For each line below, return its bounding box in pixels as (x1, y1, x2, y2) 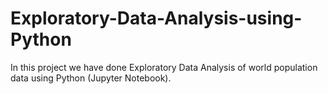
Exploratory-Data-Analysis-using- (10, 7, 303, 30)
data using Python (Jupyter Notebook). (10, 72, 172, 84)
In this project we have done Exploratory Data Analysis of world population (10, 61, 318, 73)
